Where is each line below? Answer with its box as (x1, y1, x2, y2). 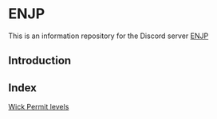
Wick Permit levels (8, 102, 69, 112)
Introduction (8, 54, 72, 67)
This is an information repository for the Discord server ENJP (8, 31, 209, 40)
